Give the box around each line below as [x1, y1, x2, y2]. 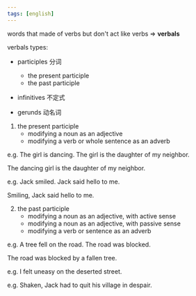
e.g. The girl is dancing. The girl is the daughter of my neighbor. [7, 150, 190, 158]
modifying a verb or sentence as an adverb [27, 226, 152, 235]
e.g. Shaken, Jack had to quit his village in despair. [7, 281, 152, 289]
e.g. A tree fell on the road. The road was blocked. [7, 240, 151, 249]
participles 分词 [17, 57, 62, 66]
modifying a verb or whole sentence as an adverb [27, 137, 170, 145]
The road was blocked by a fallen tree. [7, 253, 117, 262]
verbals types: [7, 43, 49, 51]
